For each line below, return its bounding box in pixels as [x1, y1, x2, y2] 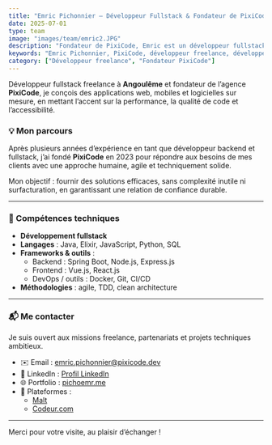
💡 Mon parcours [8, 125, 73, 136]
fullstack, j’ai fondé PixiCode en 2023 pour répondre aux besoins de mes [8, 152, 253, 162]
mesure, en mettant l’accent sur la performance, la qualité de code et [8, 96, 239, 106]
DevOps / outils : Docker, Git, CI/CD [32, 274, 151, 284]
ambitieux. [8, 341, 44, 350]
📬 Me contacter [8, 311, 74, 322]
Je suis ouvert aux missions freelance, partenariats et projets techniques [8, 333, 251, 342]
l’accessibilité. [8, 104, 55, 114]
